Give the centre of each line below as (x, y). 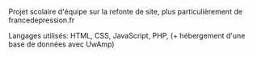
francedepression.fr (42, 20)
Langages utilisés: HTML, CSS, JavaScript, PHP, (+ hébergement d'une (127, 36)
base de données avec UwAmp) (61, 44)
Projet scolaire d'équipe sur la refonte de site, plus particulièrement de (125, 12)
